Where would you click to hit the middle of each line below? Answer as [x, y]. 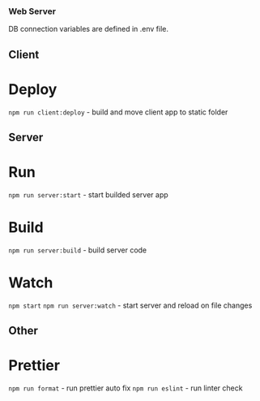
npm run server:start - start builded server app [88, 194]
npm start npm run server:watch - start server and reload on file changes [130, 305]
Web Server [32, 11]
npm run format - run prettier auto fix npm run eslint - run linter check [126, 388]
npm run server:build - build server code [78, 250]
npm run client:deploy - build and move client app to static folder [118, 112]
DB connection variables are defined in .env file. [88, 29]
